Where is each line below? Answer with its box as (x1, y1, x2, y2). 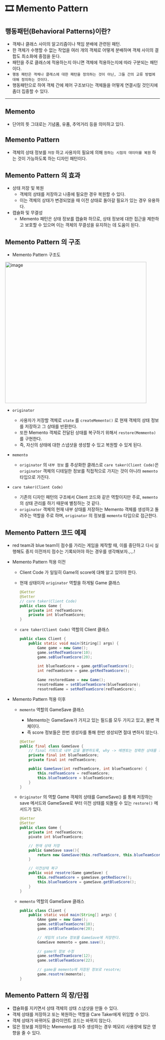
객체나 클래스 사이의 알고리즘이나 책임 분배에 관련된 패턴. (12, 41, 121, 47)
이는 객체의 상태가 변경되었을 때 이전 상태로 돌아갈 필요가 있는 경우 (19, 198, 147, 203)
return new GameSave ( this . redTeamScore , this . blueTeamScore (37, 852, 163, 857)
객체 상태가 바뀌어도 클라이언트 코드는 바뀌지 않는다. (12, 1017, 112, 1023)
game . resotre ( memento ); (37, 972, 86, 977)
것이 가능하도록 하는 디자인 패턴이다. (17, 155, 87, 161)
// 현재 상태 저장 (28, 843, 60, 848)
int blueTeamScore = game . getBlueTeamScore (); (37, 664, 134, 669)
